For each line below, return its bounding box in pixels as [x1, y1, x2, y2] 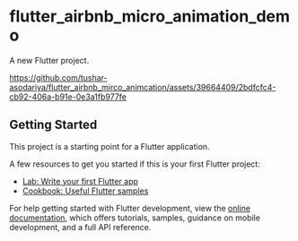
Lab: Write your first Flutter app [22, 176, 139, 186]
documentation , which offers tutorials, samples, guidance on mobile [9, 212, 260, 223]
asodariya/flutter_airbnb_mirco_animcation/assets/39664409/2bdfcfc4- [9, 82, 276, 92]
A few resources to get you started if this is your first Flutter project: [9, 159, 260, 169]
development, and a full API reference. [9, 221, 152, 232]
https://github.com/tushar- [9, 72, 108, 82]
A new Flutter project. [9, 55, 90, 65]
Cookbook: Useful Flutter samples [22, 185, 149, 196]
